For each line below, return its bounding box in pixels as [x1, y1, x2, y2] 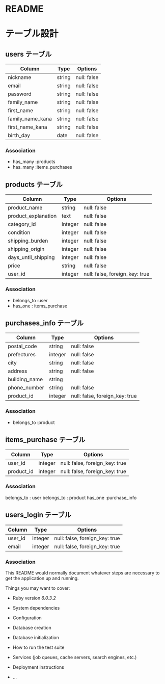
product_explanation [8, 213, 57, 220]
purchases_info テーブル [5, 319, 84, 327]
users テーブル [5, 49, 52, 59]
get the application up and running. [5, 575, 79, 581]
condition [8, 229, 31, 236]
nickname [8, 74, 32, 81]
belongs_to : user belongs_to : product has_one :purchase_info [5, 494, 137, 501]
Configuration [12, 615, 42, 621]
